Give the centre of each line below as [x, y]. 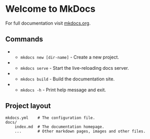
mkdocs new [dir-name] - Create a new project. [70, 57]
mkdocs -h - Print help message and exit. [63, 90]
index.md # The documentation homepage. [59, 127]
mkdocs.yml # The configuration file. [50, 118]
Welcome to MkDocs [51, 9]
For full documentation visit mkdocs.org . [48, 23]
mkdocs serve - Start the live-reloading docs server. [75, 68]
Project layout [28, 106]
